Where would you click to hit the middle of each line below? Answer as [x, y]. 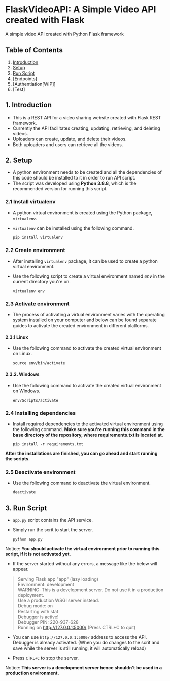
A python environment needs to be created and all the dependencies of [87, 172]
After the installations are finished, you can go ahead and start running [81, 453]
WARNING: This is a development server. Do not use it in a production [91, 590]
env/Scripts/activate [35, 400]
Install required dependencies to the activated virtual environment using [88, 424]
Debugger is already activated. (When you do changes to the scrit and [86, 643]
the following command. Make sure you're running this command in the [89, 429]
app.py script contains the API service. [53, 520]
